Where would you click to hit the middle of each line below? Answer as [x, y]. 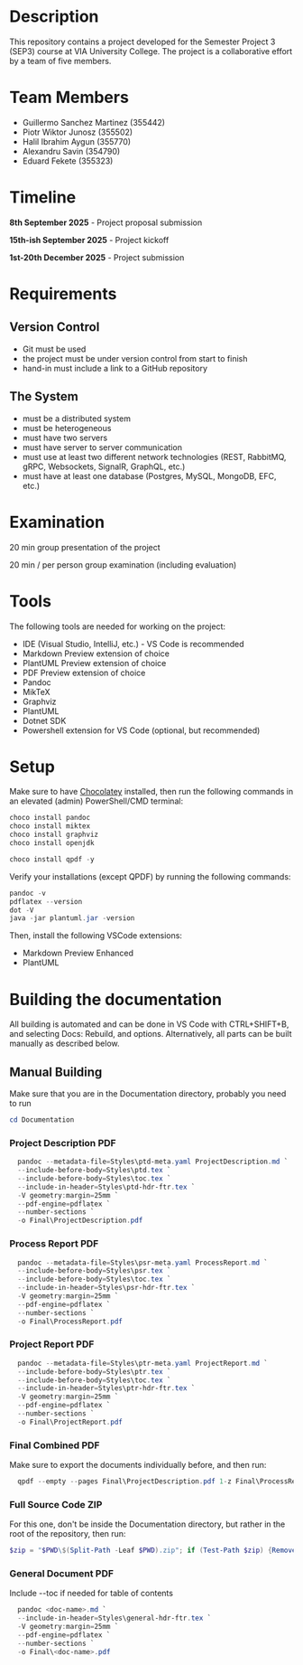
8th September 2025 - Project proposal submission [106, 222]
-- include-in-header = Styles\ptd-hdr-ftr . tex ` [106, 1187]
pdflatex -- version [46, 901]
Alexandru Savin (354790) [71, 151]
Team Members [69, 98]
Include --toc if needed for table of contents [92, 1594]
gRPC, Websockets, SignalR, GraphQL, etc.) [104, 466]
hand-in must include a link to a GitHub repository [115, 368]
